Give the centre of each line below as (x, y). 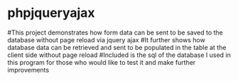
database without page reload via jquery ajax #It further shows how (107, 39)
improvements (28, 70)
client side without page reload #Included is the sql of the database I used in (119, 55)
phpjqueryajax (51, 13)
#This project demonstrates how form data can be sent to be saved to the (115, 32)
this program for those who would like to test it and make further (102, 62)
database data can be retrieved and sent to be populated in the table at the (117, 47)
